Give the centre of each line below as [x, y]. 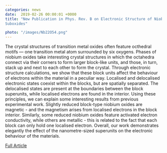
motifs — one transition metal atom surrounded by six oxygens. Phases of [81, 52]
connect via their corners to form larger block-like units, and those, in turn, [82, 62]
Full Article [16, 146]
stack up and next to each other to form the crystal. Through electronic [78, 68]
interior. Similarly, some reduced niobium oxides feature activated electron [81, 115]
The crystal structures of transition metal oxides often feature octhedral [78, 47]
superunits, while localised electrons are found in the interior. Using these [81, 94]
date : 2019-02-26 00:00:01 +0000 [41, 14]
